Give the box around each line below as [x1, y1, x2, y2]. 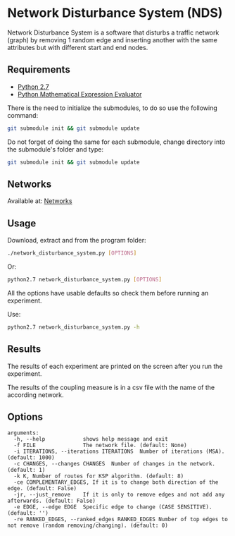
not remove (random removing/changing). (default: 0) [7, 522, 169, 530]
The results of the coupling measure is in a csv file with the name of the [7, 383, 215, 391]
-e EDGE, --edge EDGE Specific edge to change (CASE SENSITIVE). [13, 504, 212, 511]
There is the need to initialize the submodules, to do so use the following [7, 104, 218, 112]
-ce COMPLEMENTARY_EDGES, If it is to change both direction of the [13, 479, 219, 486]
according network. [7, 390, 65, 399]
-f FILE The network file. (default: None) [13, 442, 188, 449]
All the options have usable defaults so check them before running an [7, 288, 209, 297]
